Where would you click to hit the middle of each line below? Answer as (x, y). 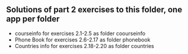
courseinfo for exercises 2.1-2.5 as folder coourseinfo (80, 33)
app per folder (33, 19)
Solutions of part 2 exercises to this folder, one (94, 10)
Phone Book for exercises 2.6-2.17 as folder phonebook (82, 39)
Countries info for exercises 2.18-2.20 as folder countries (84, 46)
